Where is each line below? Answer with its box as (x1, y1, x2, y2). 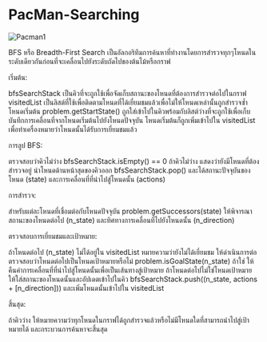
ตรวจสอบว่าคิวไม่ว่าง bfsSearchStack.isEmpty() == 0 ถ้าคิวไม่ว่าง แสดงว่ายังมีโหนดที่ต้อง (8, 156, 260, 165)
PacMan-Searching (8, 6, 140, 24)
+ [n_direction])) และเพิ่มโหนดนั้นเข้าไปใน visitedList (8, 283, 165, 292)
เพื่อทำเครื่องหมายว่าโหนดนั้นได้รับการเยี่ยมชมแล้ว (8, 124, 137, 133)
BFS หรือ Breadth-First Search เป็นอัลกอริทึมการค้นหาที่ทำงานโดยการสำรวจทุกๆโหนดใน (8, 47, 257, 57)
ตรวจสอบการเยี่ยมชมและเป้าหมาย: (8, 231, 98, 241)
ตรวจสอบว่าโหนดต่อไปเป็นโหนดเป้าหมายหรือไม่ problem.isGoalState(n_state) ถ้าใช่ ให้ (8, 256, 254, 265)
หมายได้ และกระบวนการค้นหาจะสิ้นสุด (8, 324, 108, 333)
